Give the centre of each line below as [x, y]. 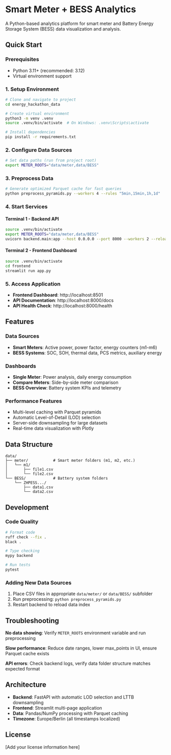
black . [13, 542]
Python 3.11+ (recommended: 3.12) [49, 70]
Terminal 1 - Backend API [32, 219]
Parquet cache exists [27, 654]
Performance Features [34, 401]
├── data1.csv [38, 487]
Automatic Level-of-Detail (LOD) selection [56, 417]
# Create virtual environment [37, 114]
